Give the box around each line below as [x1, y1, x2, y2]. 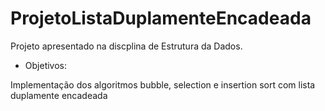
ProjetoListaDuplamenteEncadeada [10, 7, 312, 30]
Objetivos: [24, 59, 68, 71]
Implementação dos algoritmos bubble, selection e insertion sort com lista [10, 78, 316, 91]
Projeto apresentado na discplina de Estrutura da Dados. [10, 40, 243, 52]
